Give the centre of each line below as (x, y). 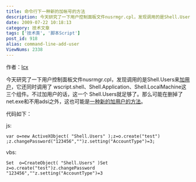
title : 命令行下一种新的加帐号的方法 (46, 11)
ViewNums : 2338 (24, 50)
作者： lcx (17, 67)
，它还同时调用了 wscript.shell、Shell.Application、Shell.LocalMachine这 (99, 87)
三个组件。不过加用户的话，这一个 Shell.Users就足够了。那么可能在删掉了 (94, 94)
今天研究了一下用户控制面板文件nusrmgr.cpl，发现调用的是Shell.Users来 (93, 79)
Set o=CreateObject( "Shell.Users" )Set (57, 163)
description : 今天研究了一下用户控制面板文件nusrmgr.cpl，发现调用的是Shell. (93, 17)
